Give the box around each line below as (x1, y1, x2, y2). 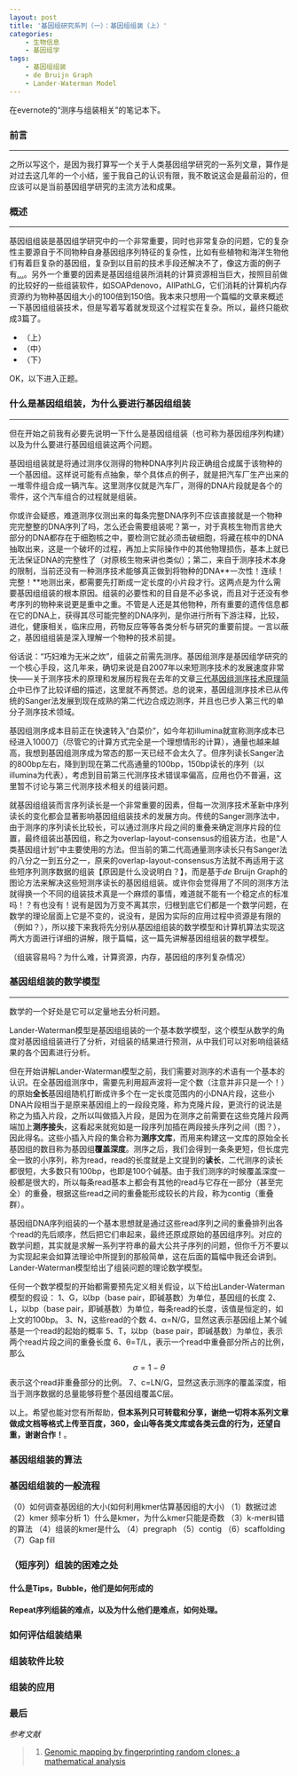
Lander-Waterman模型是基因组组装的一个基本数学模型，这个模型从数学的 (9, 1024, 278, 1035)
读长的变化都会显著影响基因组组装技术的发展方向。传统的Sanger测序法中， (9, 810, 285, 821)
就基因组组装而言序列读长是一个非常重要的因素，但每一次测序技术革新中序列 (9, 800, 289, 810)
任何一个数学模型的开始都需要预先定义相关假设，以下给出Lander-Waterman (9, 1281, 286, 1291)
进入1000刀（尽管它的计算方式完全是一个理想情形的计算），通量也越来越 (16, 736, 280, 746)
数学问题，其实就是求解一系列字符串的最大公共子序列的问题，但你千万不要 (9, 1240, 281, 1250)
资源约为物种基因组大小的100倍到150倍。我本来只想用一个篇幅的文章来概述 (9, 291, 284, 302)
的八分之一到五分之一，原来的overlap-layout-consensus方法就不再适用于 (9, 855, 277, 865)
